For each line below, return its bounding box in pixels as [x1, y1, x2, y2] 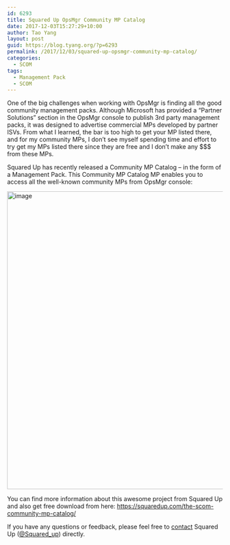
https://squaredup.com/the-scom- [116, 502, 214, 511]
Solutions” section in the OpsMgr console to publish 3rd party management [7, 114, 220, 122]
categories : [7, 55, 41, 62]
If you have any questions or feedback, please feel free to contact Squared [7, 522, 218, 531]
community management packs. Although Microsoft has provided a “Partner [7, 106, 222, 114]
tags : [7, 67, 23, 74]
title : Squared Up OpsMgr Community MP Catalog [7, 16, 146, 23]
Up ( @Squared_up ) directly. [7, 530, 86, 538]
